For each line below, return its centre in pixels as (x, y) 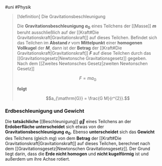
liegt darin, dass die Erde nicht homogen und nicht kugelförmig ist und (77, 154)
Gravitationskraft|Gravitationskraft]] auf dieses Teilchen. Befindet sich (87, 37)
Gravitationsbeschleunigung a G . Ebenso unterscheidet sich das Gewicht (80, 132)
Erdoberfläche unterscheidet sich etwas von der (54, 126)
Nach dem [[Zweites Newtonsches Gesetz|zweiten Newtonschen (82, 63)
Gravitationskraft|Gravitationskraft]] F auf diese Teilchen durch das (84, 53)
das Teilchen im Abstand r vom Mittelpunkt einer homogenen (80, 42)
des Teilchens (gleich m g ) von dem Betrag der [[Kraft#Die (63, 138)
